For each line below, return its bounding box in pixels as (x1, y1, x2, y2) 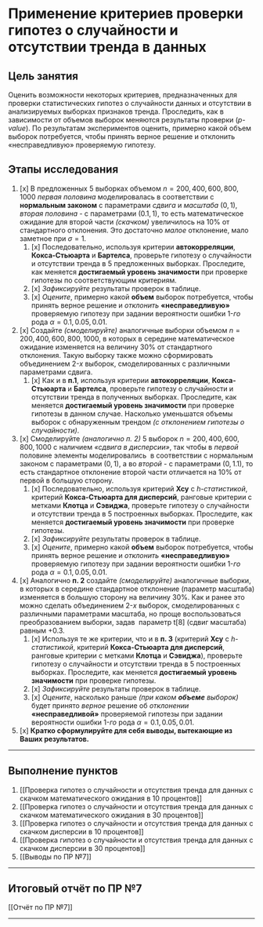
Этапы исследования (8, 162, 119, 177)
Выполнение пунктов (8, 765, 119, 778)
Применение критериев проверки (8, 5, 244, 23)
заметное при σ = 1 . (19, 233, 87, 243)
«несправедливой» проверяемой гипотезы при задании (31, 709, 223, 718)
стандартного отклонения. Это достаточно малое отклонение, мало (19, 225, 249, 235)
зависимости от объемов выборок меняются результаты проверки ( (8, 115, 239, 124)
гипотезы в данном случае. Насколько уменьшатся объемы (31, 409, 233, 418)
